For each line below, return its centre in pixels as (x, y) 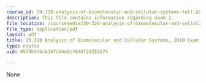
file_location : (26, 23)
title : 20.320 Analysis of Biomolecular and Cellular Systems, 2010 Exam (103, 40)
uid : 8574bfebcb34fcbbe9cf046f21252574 (57, 52)
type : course (23, 46)
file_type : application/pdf (42, 29)
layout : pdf (21, 35)
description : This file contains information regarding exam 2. (90, 18)
